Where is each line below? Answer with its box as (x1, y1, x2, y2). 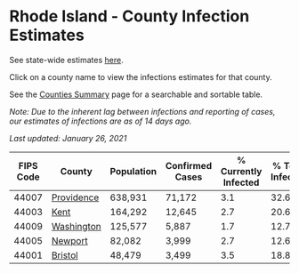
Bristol (51, 249, 78, 261)
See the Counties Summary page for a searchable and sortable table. (9, 89, 263, 100)
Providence (51, 191, 100, 204)
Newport (51, 234, 88, 246)
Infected (222, 176, 260, 189)
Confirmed (165, 159, 212, 172)
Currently (220, 165, 263, 177)
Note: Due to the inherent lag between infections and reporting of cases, (9, 106, 276, 116)
